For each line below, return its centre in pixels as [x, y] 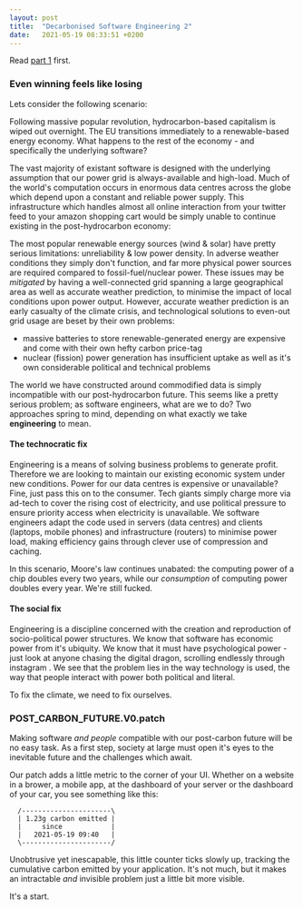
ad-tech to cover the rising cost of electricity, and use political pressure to [148, 503]
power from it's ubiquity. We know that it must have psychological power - [148, 648]
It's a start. [29, 896]
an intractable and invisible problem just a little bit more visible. [127, 879]
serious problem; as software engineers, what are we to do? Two [131, 404]
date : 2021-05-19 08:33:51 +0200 [77, 35]
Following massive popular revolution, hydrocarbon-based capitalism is [143, 121]
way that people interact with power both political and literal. [122, 677]
